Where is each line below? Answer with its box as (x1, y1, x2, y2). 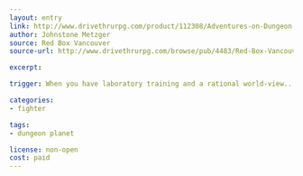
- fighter (9, 104, 47, 113)
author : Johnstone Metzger (9, 30, 111, 39)
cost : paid (9, 153, 50, 162)
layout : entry (9, 13, 63, 23)
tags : (9, 120, 30, 129)
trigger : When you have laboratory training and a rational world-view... (9, 79, 297, 88)
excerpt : (9, 63, 42, 72)
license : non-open (9, 145, 78, 154)
